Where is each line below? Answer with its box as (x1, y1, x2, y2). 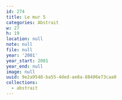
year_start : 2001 (6, 58, 49, 64)
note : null (6, 42, 33, 48)
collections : (6, 80, 38, 86)
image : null (6, 69, 35, 75)
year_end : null (6, 63, 43, 69)
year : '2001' (6, 52, 38, 58)
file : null (6, 47, 33, 53)
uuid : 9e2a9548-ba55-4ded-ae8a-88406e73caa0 (6, 74, 117, 80)
